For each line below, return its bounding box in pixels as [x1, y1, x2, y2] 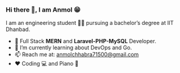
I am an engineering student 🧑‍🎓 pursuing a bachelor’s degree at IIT [5, 19, 175, 27]
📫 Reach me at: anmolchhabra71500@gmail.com [14, 51, 139, 58]
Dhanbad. [5, 26, 31, 33]
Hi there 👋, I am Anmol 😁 [5, 5, 81, 14]
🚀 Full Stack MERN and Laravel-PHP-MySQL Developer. [14, 38, 157, 45]
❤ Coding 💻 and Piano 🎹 [14, 60, 79, 68]
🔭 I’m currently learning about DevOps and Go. [14, 44, 132, 51]
